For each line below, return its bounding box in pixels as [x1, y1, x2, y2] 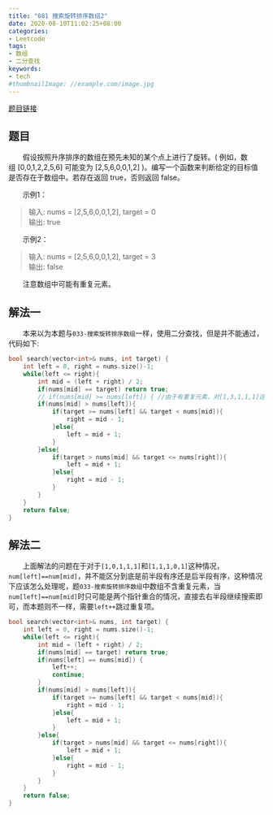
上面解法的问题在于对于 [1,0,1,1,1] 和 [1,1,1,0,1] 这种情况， [22, 561, 224, 571]
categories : [8, 27, 49, 35]
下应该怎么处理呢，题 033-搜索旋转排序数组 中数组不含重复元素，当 [8, 582, 221, 592]
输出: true [28, 217, 61, 228]
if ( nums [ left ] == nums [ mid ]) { [37, 656, 144, 664]
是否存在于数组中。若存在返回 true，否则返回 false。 [8, 172, 184, 183]
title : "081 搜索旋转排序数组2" [8, 11, 108, 20]
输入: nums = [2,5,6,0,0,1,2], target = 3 [28, 252, 156, 262]
